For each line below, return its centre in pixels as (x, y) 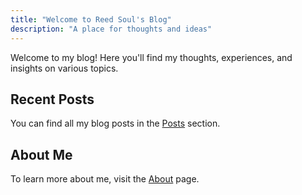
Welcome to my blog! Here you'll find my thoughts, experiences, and (151, 57)
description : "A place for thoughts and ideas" (111, 29)
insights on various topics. (64, 68)
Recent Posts (52, 99)
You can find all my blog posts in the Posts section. (115, 123)
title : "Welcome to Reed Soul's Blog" (91, 19)
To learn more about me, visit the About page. (105, 179)
